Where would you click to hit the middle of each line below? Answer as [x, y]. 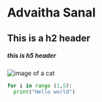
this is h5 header [32, 56]
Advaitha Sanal [52, 13]
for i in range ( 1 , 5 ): [40, 85]
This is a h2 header [49, 38]
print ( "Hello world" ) [44, 92]
